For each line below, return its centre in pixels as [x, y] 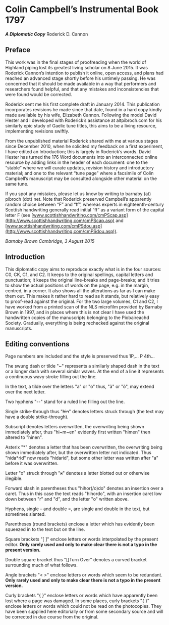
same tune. [17, 184]
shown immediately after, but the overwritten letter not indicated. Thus [78, 453]
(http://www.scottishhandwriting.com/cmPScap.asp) [60, 220]
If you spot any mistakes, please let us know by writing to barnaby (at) [78, 194]
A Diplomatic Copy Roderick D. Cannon [47, 34]
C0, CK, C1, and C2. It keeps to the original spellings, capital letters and [79, 275]
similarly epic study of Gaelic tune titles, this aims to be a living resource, [81, 125]
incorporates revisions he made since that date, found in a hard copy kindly [84, 109]
